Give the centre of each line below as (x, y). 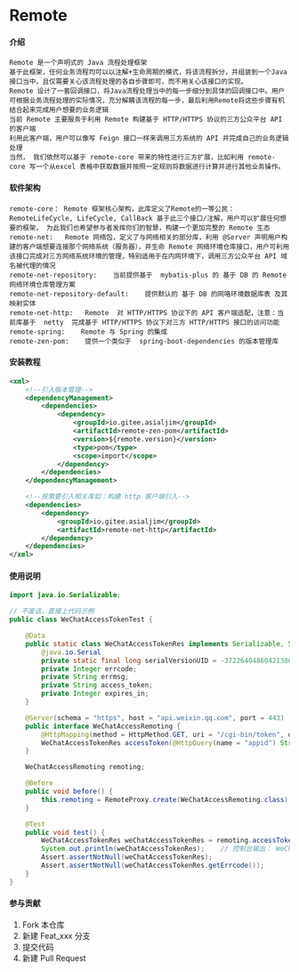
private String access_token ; (97, 685)
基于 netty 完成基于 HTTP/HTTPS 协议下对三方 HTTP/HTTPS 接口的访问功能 (151, 322)
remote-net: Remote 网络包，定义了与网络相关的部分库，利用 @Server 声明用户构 (149, 237)
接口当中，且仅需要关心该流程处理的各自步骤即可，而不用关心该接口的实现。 (129, 82)
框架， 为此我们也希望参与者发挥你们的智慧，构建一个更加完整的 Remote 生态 (146, 228)
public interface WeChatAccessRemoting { (103, 726)
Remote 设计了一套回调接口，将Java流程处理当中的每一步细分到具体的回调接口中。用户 (147, 91)
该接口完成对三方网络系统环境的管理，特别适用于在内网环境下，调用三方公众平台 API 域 (148, 256)
